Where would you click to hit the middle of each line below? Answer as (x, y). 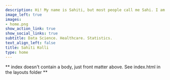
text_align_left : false (31, 43)
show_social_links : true (32, 33)
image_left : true (24, 15)
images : (13, 19)
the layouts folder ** (26, 72)
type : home (17, 52)
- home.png (17, 24)
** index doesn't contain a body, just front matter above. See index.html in (83, 67)
